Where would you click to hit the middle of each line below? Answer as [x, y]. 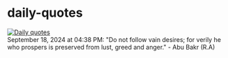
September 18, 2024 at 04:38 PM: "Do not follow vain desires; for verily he [114, 39]
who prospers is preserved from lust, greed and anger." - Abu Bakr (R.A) [111, 47]
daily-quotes [45, 13]
